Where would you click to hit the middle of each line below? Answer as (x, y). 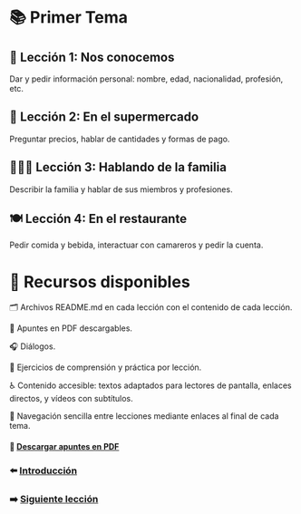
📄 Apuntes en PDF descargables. (71, 328)
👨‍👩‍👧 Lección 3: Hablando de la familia (118, 167)
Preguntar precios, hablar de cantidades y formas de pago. (120, 139)
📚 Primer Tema (69, 18)
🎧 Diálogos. (33, 346)
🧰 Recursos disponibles (100, 281)
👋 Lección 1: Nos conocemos (92, 57)
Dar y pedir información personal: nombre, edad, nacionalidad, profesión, (146, 79)
